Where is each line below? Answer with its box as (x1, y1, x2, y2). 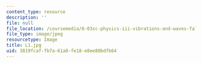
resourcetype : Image (6, 37, 58, 43)
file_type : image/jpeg (6, 31, 63, 37)
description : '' (6, 14, 47, 20)
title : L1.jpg (6, 43, 42, 49)
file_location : (6, 25, 44, 32)
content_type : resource (6, 8, 66, 15)
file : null (6, 20, 34, 26)
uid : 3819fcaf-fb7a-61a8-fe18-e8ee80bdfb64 (6, 48, 117, 54)
